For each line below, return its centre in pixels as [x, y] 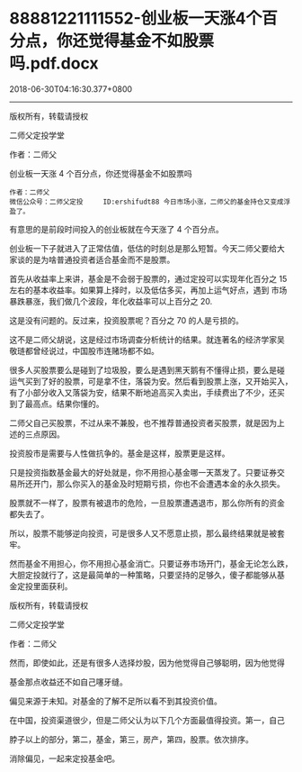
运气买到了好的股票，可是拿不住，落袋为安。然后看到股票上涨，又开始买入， [151, 381]
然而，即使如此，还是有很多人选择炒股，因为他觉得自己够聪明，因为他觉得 [147, 662]
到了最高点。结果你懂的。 [57, 404]
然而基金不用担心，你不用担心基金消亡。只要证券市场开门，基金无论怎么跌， [151, 563]
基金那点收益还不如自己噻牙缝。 [68, 682]
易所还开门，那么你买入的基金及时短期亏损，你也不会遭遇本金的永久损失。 [147, 484]
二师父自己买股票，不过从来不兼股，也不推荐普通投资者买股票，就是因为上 [147, 422]
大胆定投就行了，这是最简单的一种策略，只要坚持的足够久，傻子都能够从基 [147, 575]
